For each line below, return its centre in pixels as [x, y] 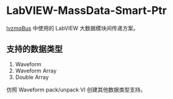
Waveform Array [36, 70]
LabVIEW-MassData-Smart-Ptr [86, 11]
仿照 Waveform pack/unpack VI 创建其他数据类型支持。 [76, 89]
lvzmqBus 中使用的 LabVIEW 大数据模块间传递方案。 [72, 28]
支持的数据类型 [35, 49]
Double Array [32, 77]
